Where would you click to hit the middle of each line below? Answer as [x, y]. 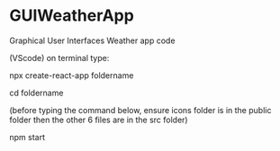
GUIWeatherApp [72, 16]
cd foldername [36, 93]
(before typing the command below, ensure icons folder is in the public [140, 110]
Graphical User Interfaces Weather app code [92, 40]
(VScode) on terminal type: [59, 58]
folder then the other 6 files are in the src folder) [99, 120]
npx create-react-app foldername [72, 75]
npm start [27, 137]
